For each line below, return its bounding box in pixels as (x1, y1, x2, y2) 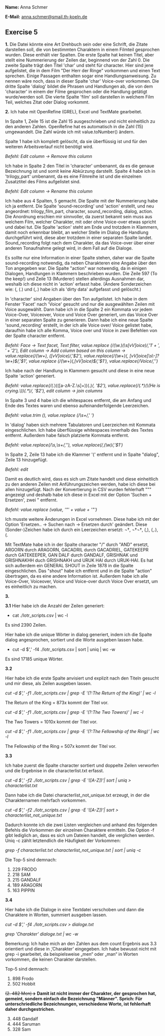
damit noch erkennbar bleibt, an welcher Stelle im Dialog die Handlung (5, 229, 149, 235)
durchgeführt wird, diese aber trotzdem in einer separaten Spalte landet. (5, 235, 153, 241)
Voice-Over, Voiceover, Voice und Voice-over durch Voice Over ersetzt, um (5, 578, 158, 584)
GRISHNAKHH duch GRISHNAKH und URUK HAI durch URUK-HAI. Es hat (5, 557, 154, 563)
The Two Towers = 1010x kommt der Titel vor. (5, 719, 98, 725)
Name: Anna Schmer (5, 4, 48, 10)
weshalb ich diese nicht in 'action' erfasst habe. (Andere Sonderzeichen (5, 281, 152, 287)
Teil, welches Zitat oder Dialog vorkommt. (5, 99, 90, 105)
